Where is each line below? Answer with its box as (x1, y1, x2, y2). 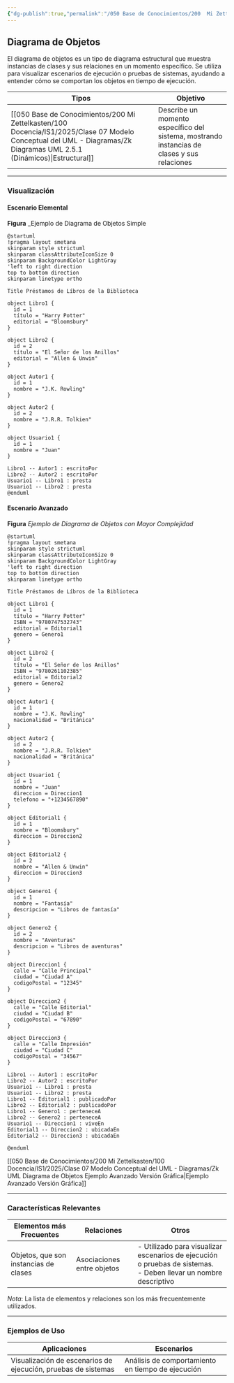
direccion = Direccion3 (13, 869, 82, 876)
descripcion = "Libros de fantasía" (13, 906, 120, 913)
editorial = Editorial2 (13, 674, 82, 681)
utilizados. (7, 1302, 37, 1310)
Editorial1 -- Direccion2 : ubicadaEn (7, 1126, 120, 1133)
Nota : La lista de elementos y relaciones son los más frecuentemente (7, 1294, 205, 1303)
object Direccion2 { (7, 997, 68, 1005)
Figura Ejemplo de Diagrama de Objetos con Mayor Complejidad (7, 519, 194, 528)
